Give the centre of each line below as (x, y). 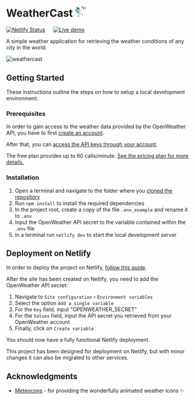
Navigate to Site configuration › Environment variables (84, 297)
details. (15, 162)
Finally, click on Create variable (54, 328)
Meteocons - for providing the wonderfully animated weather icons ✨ (100, 391)
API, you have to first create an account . (55, 133)
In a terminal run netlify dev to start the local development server (95, 234)
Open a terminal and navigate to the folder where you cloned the (94, 191)
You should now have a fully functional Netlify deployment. (78, 340)
